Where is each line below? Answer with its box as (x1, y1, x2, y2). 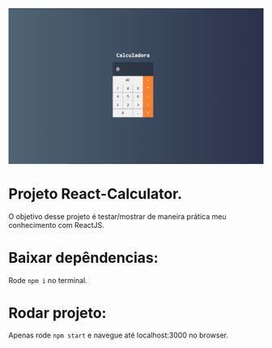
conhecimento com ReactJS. (8, 220, 105, 230)
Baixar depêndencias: (8, 248, 159, 267)
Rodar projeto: (8, 303, 107, 322)
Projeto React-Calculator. (8, 184, 183, 203)
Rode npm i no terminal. (8, 275, 87, 285)
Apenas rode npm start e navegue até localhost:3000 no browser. (8, 330, 229, 340)
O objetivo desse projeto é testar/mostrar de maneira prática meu (8, 211, 227, 221)
